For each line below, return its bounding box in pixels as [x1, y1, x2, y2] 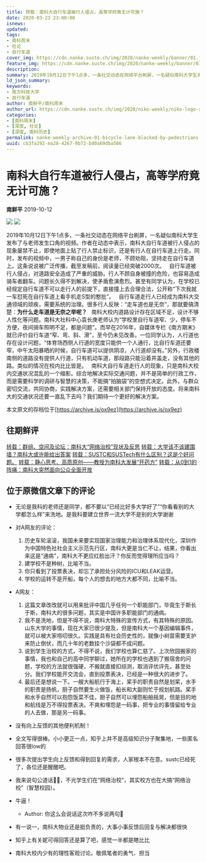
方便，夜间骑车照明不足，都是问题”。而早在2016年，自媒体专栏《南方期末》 [6, 323, 198, 331]
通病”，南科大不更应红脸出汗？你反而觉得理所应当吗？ [42, 552, 180, 560]
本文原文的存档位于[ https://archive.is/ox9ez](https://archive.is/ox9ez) [6, 406, 183, 413]
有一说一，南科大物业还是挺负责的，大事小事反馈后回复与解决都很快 [15, 823, 188, 831]
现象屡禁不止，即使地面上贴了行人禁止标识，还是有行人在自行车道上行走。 [6, 246, 194, 254]
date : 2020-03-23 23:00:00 [6, 15, 75, 21]
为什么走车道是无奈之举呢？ [17, 308, 87, 315]
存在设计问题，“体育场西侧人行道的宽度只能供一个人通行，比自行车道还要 [6, 339, 192, 346]
